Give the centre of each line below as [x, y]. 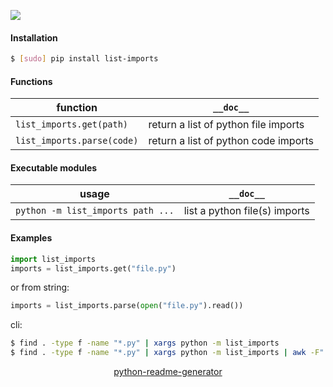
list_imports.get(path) [72, 124]
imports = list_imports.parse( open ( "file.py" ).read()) [127, 306]
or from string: [40, 287]
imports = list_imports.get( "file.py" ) [93, 268]
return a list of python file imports [226, 125]
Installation [34, 37]
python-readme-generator [168, 372]
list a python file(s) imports [246, 211]
